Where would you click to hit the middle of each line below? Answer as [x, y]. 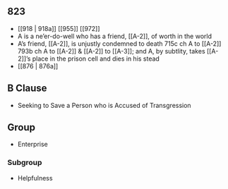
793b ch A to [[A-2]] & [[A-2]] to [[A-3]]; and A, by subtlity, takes [112, 51]
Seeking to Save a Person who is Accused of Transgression [104, 105]
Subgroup [25, 163]
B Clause [27, 89]
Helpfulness [35, 178]
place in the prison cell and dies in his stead [96, 59]
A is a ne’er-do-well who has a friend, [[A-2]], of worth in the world [114, 36]
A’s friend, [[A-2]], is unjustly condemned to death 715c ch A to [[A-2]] [119, 43]
